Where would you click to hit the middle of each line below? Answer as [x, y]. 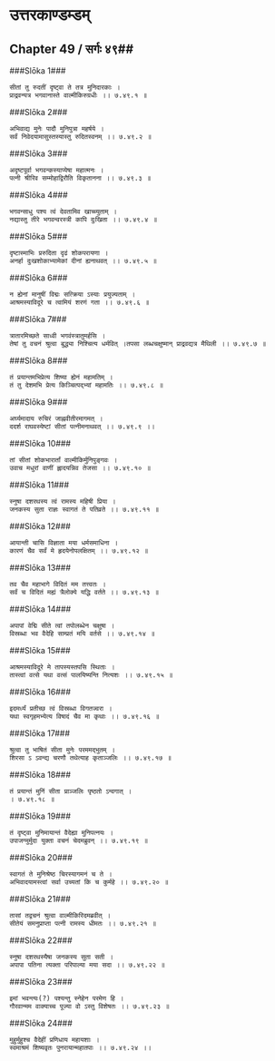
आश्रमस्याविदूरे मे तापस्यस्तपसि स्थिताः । [62, 667]
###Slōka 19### [40, 816]
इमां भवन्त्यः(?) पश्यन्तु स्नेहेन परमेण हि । [67, 998]
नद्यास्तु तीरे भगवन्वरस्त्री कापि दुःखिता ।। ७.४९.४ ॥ [83, 220]
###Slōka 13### [40, 568]
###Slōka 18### [40, 775]
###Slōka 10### [40, 443]
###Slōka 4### [39, 195]
